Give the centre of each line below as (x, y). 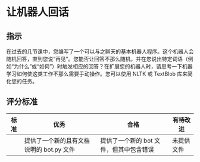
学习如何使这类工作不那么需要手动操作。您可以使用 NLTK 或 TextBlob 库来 (97, 74)
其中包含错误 (136, 149)
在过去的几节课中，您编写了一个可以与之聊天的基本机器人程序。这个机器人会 (100, 52)
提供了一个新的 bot (126, 141)
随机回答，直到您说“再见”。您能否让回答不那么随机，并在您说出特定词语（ (97, 59)
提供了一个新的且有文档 (57, 141)
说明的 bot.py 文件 (50, 149)
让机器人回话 (38, 12)
